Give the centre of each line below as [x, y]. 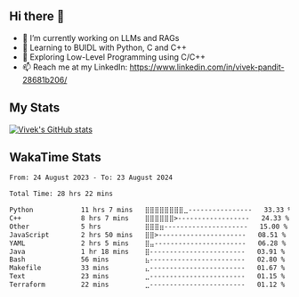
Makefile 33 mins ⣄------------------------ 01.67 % [147, 268]
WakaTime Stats [56, 157]
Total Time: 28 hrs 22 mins [61, 194]
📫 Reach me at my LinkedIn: [75, 67]
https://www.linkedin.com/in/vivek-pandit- [207, 67]
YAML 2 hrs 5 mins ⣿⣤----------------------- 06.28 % [148, 243]
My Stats [35, 108]
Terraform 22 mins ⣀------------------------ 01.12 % [147, 285]
